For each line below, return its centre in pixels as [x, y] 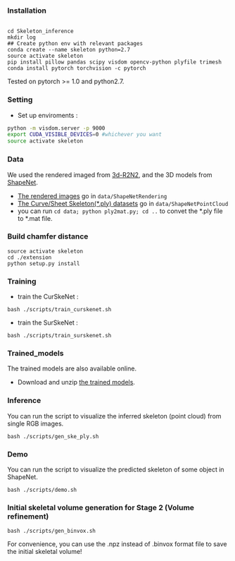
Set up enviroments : [47, 115]
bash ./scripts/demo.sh [42, 490]
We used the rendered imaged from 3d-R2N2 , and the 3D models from [110, 174]
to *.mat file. [35, 218]
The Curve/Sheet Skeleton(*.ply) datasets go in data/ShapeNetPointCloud [123, 203]
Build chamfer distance [48, 236]
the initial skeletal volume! [45, 552]
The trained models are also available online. [72, 368]
